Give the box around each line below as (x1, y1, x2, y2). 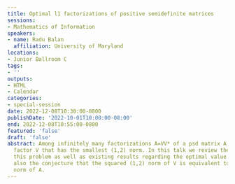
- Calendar (7, 88, 39, 95)
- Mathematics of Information (7, 23, 96, 30)
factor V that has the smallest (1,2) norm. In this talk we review (13, 147, 218, 154)
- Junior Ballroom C (7, 56, 68, 63)
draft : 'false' (7, 134, 52, 141)
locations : (7, 50, 39, 57)
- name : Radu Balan (7, 36, 64, 43)
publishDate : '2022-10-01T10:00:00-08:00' (7, 114, 133, 121)
